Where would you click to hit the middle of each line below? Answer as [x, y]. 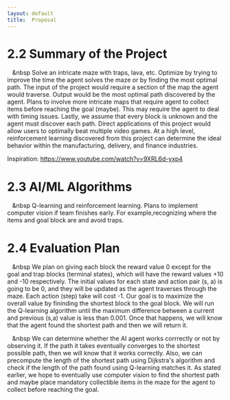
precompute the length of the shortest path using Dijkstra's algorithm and [111, 360]
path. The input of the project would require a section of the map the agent [113, 87]
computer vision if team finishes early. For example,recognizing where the [112, 213]
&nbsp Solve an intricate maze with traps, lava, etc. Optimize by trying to [115, 73]
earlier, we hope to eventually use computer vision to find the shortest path [113, 375]
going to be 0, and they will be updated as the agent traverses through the [112, 289]
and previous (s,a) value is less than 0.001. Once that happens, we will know [115, 318]
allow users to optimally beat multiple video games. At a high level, [101, 131]
